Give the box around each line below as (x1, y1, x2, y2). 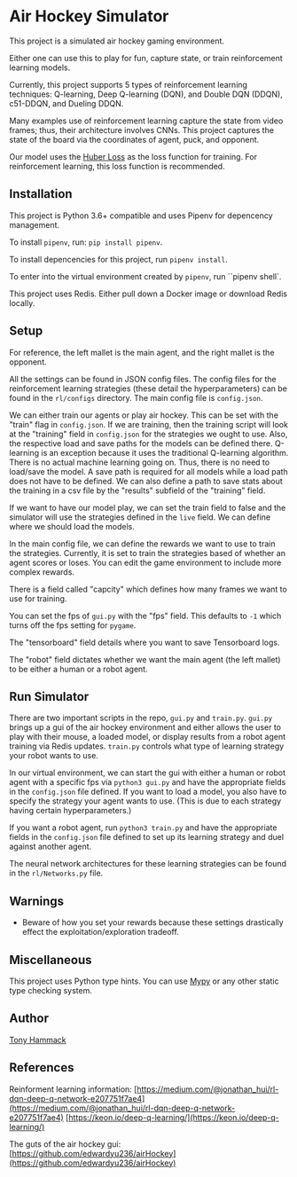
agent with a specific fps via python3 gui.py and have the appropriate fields (9, 777, 286, 788)
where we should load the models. (9, 521, 136, 531)
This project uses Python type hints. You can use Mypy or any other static (9, 976, 279, 986)
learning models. (9, 62, 71, 73)
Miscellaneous (9, 952, 92, 968)
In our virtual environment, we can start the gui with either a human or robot (9, 767, 286, 778)
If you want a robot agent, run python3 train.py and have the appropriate (9, 822, 277, 833)
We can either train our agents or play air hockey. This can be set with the (9, 410, 279, 420)
